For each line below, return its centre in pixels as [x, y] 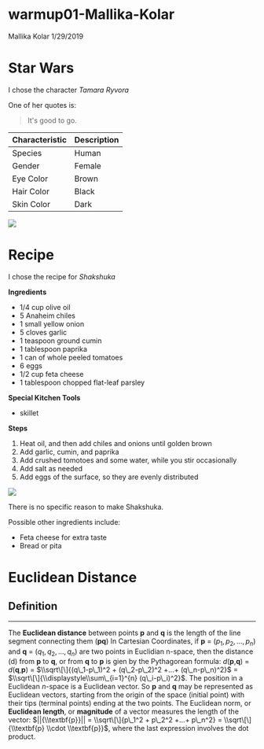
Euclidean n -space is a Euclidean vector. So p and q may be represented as [131, 687]
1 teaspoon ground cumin [60, 341]
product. [22, 736]
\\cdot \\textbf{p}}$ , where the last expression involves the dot [147, 729]
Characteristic [39, 139]
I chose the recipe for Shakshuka [62, 276]
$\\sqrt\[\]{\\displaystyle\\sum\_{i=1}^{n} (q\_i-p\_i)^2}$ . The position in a [126, 678]
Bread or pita [40, 545]
